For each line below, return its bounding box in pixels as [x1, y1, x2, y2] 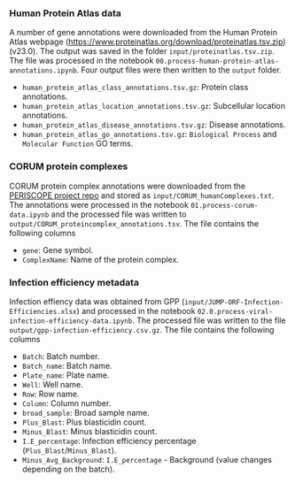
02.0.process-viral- [197, 307, 273, 316]
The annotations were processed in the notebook [9, 199, 189, 210]
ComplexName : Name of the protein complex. [21, 254, 180, 264]
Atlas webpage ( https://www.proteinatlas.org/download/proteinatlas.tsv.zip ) [9, 36, 286, 47]
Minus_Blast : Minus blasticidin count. [21, 425, 158, 436]
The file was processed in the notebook [9, 56, 154, 66]
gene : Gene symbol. [21, 244, 94, 255]
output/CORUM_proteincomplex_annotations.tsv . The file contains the [9, 218, 260, 228]
